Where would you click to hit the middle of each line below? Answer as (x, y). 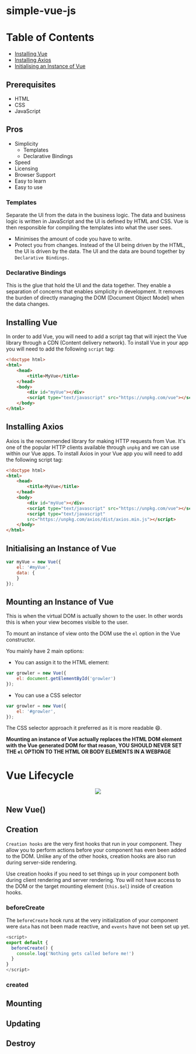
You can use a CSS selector (48, 695)
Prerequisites (31, 85)
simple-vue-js (41, 11)
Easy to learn (30, 181)
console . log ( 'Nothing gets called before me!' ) (75, 953)
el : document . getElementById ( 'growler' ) (66, 679)
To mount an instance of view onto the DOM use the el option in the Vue (93, 634)
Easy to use (28, 187)
